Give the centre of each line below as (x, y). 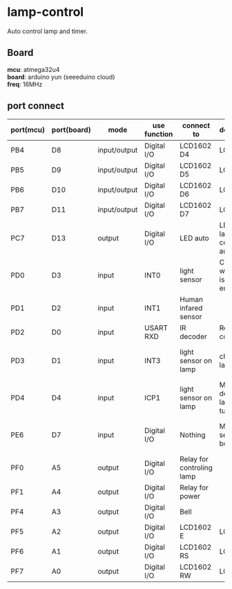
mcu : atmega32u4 (33, 69)
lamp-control (46, 12)
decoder (193, 336)
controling (196, 467)
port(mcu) (28, 130)
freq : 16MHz (25, 84)
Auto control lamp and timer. (48, 31)
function (159, 134)
